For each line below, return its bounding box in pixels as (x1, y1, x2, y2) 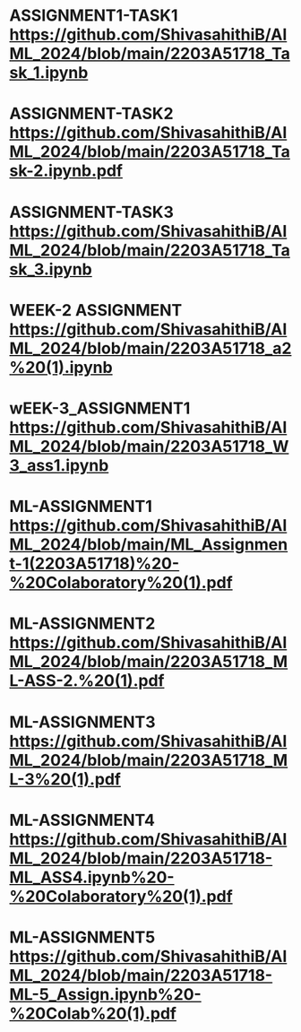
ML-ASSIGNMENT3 (9, 712, 156, 732)
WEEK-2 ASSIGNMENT (9, 299, 183, 320)
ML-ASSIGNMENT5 (9, 927, 156, 947)
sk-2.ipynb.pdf (9, 160, 124, 181)
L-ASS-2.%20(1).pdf (9, 671, 165, 691)
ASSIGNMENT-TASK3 (9, 202, 175, 222)
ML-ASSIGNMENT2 (9, 613, 156, 634)
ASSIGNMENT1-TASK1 (9, 5, 178, 26)
